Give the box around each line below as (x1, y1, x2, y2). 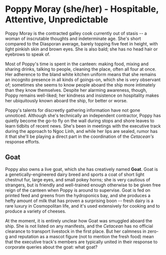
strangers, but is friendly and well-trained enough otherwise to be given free (5, 182, 161, 188)
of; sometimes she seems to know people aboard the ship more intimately (5, 82, 156, 87)
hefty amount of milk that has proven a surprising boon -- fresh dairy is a (5, 198, 154, 204)
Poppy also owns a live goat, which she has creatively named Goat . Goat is (5, 166, 158, 172)
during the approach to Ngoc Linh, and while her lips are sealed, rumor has (5, 128, 158, 134)
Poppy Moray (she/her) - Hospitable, (5, 3, 159, 15)
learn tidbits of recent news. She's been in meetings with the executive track (5, 123, 161, 129)
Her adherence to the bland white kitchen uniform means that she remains (5, 71, 157, 77)
